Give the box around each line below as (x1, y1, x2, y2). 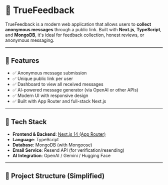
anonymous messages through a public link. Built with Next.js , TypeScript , (5, 26, 161, 32)
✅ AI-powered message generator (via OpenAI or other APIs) (12, 86, 138, 92)
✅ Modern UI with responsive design (12, 92, 88, 99)
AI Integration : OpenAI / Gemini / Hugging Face (12, 152, 111, 158)
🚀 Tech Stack (5, 118, 47, 126)
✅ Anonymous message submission (12, 70, 87, 76)
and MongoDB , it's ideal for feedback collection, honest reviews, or (5, 32, 144, 38)
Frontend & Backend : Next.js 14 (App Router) (12, 131, 106, 137)
